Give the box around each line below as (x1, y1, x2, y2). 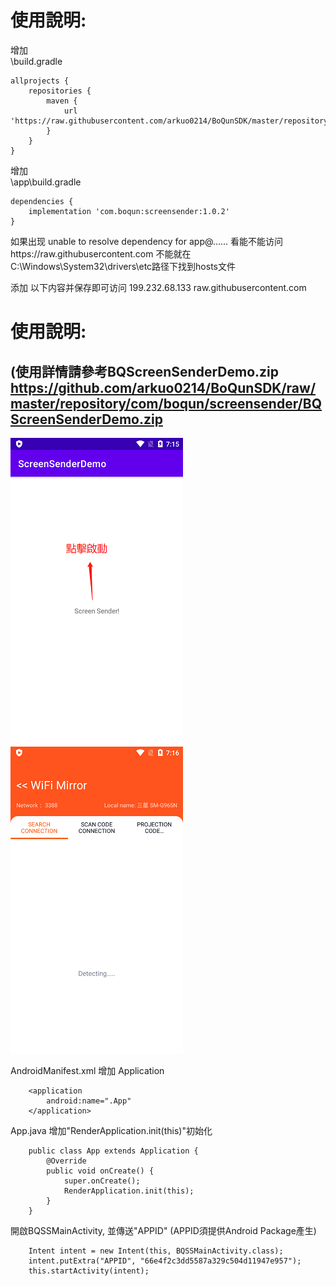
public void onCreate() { (46, 1166, 155, 1176)
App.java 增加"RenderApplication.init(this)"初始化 (10, 1124, 213, 1136)
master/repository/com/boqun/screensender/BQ (10, 395, 322, 412)
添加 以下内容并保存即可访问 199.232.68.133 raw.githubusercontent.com (10, 281, 307, 293)
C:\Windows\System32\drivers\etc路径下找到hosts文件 (10, 260, 236, 272)
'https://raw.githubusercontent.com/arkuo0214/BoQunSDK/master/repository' (10, 116, 333, 126)
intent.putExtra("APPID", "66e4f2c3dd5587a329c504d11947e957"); (28, 1256, 302, 1266)
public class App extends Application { (28, 1146, 199, 1156)
